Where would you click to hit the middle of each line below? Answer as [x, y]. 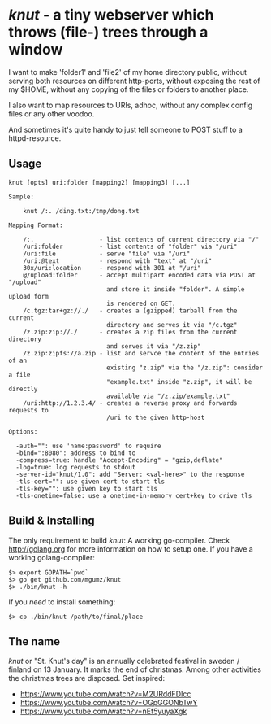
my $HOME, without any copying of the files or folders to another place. [129, 89]
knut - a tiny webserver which [111, 15]
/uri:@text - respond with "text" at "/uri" [118, 261]
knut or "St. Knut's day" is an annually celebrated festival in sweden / [124, 661]
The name [34, 641]
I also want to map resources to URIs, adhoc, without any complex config [131, 105]
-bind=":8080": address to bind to [76, 453]
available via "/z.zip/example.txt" [168, 396]
